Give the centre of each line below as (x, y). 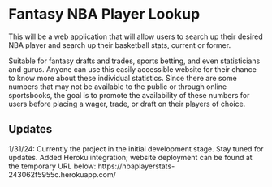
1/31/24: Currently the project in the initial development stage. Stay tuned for (136, 149)
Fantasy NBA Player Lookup (104, 14)
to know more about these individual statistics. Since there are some (123, 78)
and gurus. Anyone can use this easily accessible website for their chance (133, 69)
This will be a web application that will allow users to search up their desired (136, 36)
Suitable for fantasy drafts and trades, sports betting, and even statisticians (134, 61)
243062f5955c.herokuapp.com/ (62, 174)
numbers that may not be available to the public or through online (118, 87)
